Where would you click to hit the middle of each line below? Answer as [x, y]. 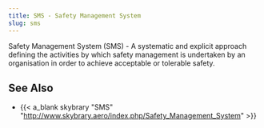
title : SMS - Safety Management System [75, 16]
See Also [31, 88]
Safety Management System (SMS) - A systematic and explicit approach [128, 46]
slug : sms [25, 23]
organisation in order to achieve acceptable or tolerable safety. [112, 63]
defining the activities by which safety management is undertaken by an [127, 54]
